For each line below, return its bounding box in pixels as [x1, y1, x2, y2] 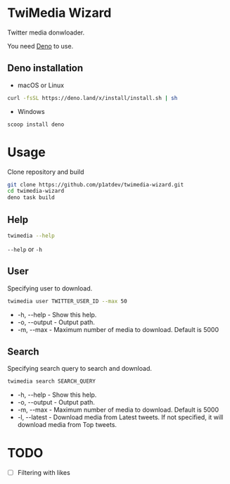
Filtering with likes [17, 469, 70, 477]
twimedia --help [7, 232, 55, 239]
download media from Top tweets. [17, 421, 117, 429]
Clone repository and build [7, 167, 84, 176]
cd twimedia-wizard [7, 188, 65, 195]
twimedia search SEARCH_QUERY [7, 378, 96, 385]
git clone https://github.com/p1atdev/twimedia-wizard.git [7, 181, 184, 188]
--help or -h [7, 245, 42, 253]
